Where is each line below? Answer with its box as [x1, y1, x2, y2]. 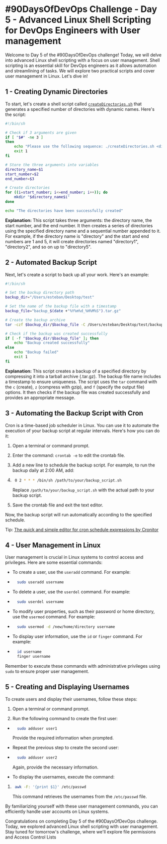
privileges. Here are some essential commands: [5, 559, 103, 565]
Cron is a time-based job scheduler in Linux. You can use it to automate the [5, 422, 160, 428]
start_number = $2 [5, 171, 39, 177]
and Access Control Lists [5, 834, 56, 840]
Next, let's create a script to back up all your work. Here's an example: [5, 271, 149, 278]
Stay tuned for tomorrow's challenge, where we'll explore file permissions [5, 829, 156, 835]
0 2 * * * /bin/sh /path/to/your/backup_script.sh [14, 478, 122, 483]
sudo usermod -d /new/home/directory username [17, 624, 115, 630]
